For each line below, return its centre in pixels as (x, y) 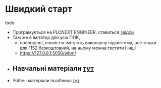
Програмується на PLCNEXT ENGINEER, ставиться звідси (73, 32)
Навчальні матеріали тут (53, 69)
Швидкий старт (39, 9)
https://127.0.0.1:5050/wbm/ (48, 53)
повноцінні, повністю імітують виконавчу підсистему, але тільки (88, 42)
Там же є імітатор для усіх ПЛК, (46, 37)
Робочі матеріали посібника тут (46, 80)
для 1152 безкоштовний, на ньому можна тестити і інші (78, 48)
